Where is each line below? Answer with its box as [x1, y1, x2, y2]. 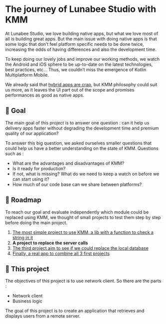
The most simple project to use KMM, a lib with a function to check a [12, 229, 154, 235]
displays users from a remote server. [5, 313, 81, 319]
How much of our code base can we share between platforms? [12, 181, 142, 187]
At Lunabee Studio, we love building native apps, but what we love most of [5, 30, 159, 36]
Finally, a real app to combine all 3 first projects [12, 250, 110, 256]
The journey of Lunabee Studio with [5, 3, 157, 15]
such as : [5, 150, 24, 156]
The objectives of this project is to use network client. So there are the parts [5, 278, 162, 284]
